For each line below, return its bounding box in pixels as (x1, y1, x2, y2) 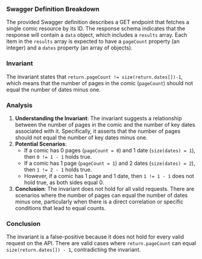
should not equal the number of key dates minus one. (14, 133, 148, 141)
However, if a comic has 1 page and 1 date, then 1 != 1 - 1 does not (24, 172, 194, 179)
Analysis (6, 101, 33, 109)
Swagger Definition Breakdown (6, 5, 99, 13)
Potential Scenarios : (14, 140, 68, 147)
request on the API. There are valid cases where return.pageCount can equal (6, 240, 197, 247)
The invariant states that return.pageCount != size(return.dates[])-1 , (6, 73, 183, 80)
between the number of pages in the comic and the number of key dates (14, 121, 195, 128)
